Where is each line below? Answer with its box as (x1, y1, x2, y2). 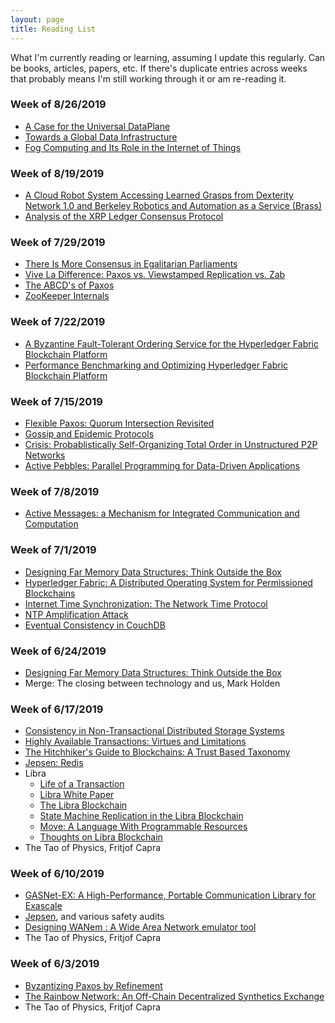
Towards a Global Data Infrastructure (24, 131, 178, 143)
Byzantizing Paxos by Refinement (24, 979, 163, 991)
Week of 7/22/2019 (10, 315, 106, 329)
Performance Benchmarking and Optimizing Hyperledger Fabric (24, 359, 289, 371)
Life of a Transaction (39, 778, 125, 790)
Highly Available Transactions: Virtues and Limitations (24, 736, 247, 748)
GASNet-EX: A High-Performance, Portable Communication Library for (24, 889, 317, 901)
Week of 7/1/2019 (10, 543, 97, 557)
